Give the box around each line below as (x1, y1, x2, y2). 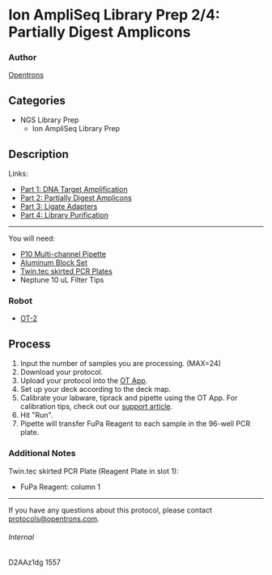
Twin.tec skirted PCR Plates (19, 266, 113, 276)
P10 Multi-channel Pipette (19, 249, 107, 259)
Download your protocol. (19, 367, 104, 377)
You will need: (8, 233, 55, 244)
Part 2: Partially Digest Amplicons (19, 193, 132, 203)
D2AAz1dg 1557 (8, 557, 61, 567)
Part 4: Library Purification (19, 211, 109, 220)
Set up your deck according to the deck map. (19, 385, 172, 394)
